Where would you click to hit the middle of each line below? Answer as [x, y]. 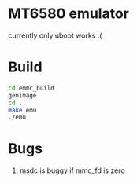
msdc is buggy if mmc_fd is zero [72, 170]
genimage [22, 95]
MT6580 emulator [69, 14]
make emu [22, 110]
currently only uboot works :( [55, 35]
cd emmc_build [31, 88]
